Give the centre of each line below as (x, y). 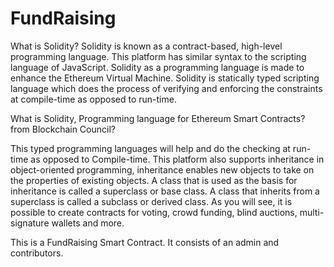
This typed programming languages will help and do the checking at (150, 148)
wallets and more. (88, 223)
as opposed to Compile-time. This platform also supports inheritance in (177, 159)
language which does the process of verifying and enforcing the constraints (166, 88)
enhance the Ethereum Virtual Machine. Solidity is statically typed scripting (165, 78)
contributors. (37, 253)
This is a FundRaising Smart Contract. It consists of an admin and (145, 242)
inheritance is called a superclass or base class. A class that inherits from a (165, 191)
